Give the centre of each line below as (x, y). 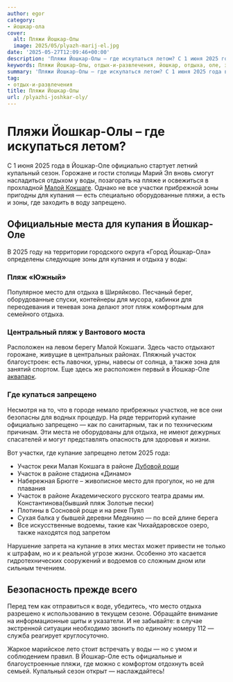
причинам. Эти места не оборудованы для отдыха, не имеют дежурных (114, 432)
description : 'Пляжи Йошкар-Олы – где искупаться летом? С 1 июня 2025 (113, 59)
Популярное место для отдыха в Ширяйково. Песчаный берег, (100, 292)
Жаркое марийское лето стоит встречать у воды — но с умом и (102, 649)
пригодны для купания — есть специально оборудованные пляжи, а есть (116, 195)
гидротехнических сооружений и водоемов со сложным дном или (106, 560)
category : (21, 20)
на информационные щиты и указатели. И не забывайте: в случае (105, 621)
